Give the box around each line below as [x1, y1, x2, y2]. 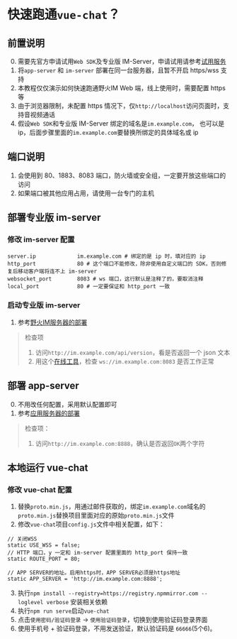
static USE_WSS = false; [7, 542, 81, 549]
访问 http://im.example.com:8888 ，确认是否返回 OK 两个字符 [35, 439, 205, 447]
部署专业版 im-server [7, 212, 101, 224]
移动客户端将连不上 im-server [17, 268, 98, 275]
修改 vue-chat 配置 [7, 484, 72, 494]
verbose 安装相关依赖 [46, 598, 108, 606]
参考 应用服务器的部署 [17, 409, 80, 417]
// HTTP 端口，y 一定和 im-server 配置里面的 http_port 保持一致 [7, 550, 188, 557]
